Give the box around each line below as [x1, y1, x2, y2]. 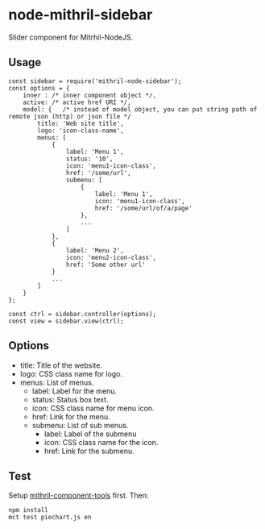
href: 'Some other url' [65, 260, 147, 269]
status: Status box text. [31, 394, 109, 404]
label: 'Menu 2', [65, 246, 125, 255]
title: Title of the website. [19, 360, 103, 370]
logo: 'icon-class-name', [37, 127, 125, 135]
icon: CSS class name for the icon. [43, 437, 159, 447]
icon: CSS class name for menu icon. [31, 403, 155, 413]
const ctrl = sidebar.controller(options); [8, 310, 157, 318]
